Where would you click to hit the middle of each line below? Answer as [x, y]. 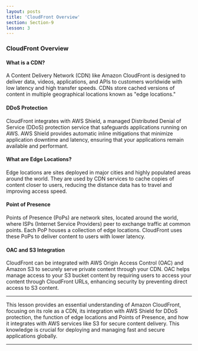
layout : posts [24, 11]
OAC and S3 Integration [35, 250]
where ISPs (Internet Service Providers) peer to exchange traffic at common [98, 223]
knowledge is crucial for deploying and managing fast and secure [85, 330]
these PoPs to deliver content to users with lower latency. [76, 236]
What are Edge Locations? [39, 159]
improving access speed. [37, 191]
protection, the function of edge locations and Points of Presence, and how [97, 317]
